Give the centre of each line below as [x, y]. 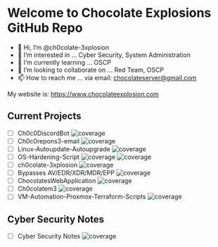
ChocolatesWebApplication [57, 181]
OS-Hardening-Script [48, 157]
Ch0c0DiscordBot [43, 133]
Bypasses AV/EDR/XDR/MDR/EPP [66, 173]
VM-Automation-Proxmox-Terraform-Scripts [82, 197]
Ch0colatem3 [37, 189]
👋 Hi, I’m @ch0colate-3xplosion [63, 47]
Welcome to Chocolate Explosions [109, 13]
